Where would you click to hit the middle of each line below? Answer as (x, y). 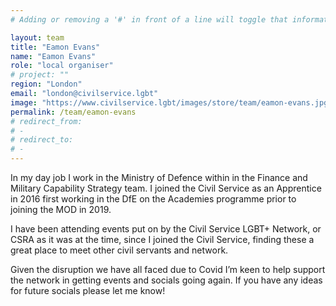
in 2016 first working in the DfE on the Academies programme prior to (153, 199)
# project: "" (40, 75)
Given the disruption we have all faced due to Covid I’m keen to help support (168, 269)
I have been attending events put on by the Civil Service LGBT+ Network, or (166, 229)
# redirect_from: (46, 121)
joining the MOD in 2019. (61, 209)
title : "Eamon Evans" (55, 47)
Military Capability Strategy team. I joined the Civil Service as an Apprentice (166, 188)
